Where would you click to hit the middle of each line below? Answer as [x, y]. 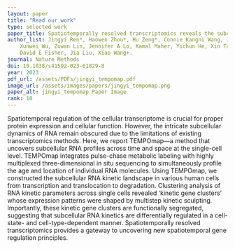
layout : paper [28, 14]
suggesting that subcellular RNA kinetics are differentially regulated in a [110, 215]
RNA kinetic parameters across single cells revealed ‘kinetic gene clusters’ [115, 193]
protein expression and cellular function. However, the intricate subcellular [114, 126]
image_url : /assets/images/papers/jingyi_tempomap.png [89, 86]
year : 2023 [23, 72]
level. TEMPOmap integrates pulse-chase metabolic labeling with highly [111, 156]
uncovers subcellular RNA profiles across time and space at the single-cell [115, 148]
